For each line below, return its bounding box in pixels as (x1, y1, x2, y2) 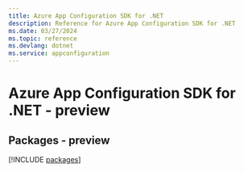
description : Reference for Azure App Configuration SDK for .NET (8, 19, 236, 27)
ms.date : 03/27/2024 (8, 27, 78, 35)
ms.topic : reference (8, 34, 78, 43)
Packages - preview (8, 133, 110, 147)
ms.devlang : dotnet (8, 42, 74, 50)
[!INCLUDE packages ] (8, 155, 81, 164)
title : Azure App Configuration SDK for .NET (8, 11, 163, 20)
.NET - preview (8, 102, 110, 120)
